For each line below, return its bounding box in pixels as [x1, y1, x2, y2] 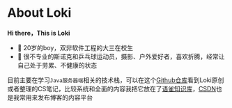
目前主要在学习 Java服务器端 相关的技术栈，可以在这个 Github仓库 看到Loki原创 [7, 75, 224, 84]
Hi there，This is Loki [7, 29, 70, 37]
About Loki [7, 5, 72, 21]
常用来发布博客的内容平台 [19, 93, 93, 102]
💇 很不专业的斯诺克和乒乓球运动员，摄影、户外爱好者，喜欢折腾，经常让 [17, 52, 225, 61]
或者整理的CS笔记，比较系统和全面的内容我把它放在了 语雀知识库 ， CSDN [7, 84, 217, 93]
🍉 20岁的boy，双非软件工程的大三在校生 [17, 43, 134, 52]
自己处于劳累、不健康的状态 [17, 61, 98, 69]
